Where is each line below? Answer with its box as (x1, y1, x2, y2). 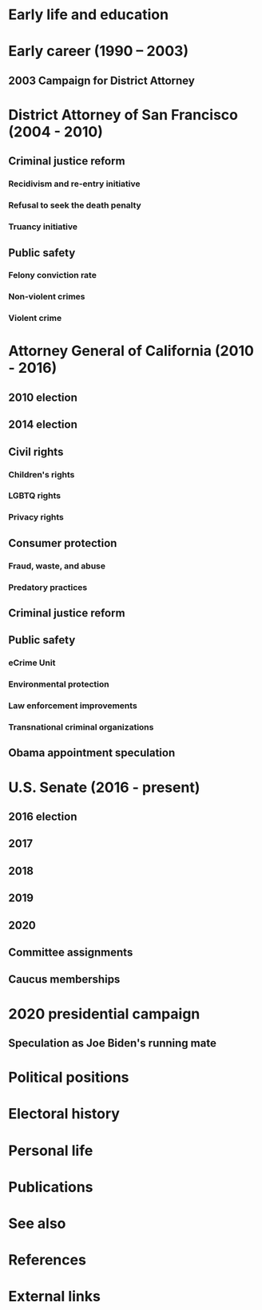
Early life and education (8, 6, 169, 24)
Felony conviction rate (8, 270, 97, 281)
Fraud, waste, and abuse (8, 560, 106, 572)
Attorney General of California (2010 (8, 342, 254, 360)
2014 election (8, 418, 78, 432)
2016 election (8, 810, 77, 824)
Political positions (8, 1068, 129, 1086)
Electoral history (8, 1105, 120, 1123)
